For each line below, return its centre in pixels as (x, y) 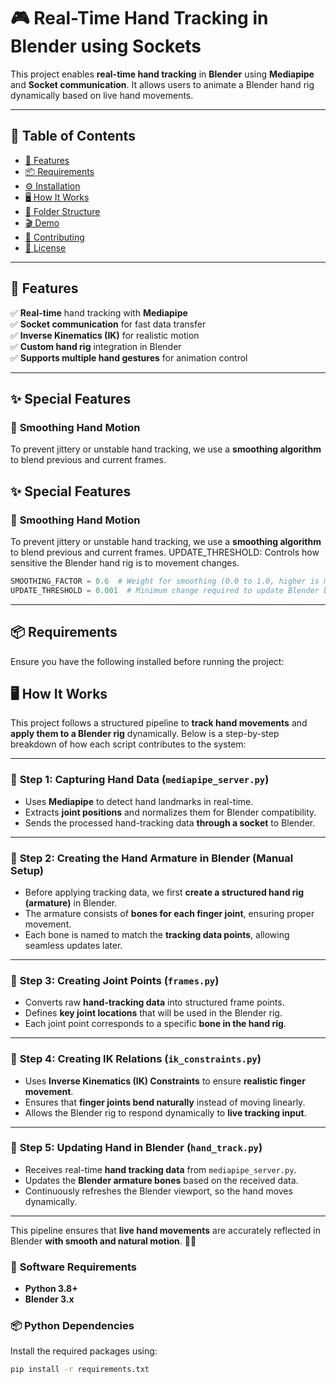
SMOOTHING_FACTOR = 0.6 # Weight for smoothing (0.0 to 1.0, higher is (165, 581)
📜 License (45, 247)
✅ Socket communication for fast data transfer (108, 324)
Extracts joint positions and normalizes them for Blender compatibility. (170, 812)
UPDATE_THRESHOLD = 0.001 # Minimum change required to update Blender (165, 590)
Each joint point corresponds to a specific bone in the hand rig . (155, 1024)
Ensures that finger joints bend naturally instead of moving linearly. (165, 1102)
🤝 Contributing (54, 237)
